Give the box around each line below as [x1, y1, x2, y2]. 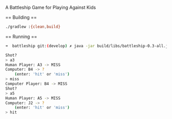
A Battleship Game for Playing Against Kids [5, 5, 96, 10]
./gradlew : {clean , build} [5, 24, 60, 29]
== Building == [5, 14, 37, 20]
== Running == [5, 33, 37, 39]
